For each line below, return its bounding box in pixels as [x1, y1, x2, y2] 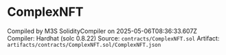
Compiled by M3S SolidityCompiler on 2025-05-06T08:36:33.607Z [7, 27, 198, 35]
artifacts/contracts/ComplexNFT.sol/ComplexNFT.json [7, 41, 161, 48]
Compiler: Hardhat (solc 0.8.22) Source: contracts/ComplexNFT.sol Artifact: [7, 34, 220, 42]
